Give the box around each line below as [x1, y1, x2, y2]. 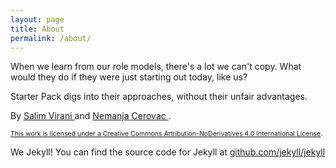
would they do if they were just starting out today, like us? [10, 71, 248, 83]
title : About [10, 24, 65, 34]
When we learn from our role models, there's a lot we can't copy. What [10, 61, 302, 73]
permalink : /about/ [10, 33, 92, 43]
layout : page [10, 14, 65, 25]
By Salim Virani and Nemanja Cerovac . [10, 110, 172, 122]
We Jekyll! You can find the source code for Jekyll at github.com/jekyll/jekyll [10, 146, 326, 158]
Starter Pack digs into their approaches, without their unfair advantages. [10, 91, 308, 103]
